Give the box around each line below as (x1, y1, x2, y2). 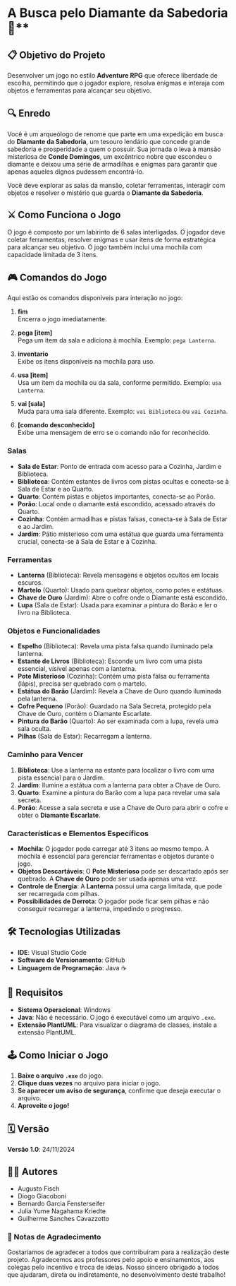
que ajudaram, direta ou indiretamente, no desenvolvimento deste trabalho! (7, 1270, 226, 1279)
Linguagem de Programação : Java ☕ (17, 963, 127, 972)
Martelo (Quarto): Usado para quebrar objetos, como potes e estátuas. (17, 586, 224, 595)
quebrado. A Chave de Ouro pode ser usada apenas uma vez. (17, 874, 198, 883)
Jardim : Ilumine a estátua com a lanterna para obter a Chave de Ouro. (17, 780, 221, 789)
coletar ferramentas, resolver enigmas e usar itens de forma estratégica (7, 235, 216, 244)
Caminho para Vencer (7, 750, 84, 760)
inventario (17, 350, 49, 358)
